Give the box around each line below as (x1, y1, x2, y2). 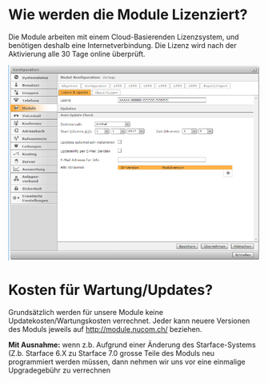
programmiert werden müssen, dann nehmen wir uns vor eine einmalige (8, 357, 246, 366)
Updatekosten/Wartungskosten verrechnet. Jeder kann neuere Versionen (8, 316, 250, 325)
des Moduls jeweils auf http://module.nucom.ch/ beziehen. (8, 324, 202, 333)
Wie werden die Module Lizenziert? (8, 6, 248, 24)
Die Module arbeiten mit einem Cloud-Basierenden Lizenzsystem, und (8, 32, 239, 42)
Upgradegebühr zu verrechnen (8, 365, 110, 375)
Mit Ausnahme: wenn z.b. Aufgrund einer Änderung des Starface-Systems (8, 340, 256, 349)
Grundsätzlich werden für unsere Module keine (8, 307, 164, 317)
